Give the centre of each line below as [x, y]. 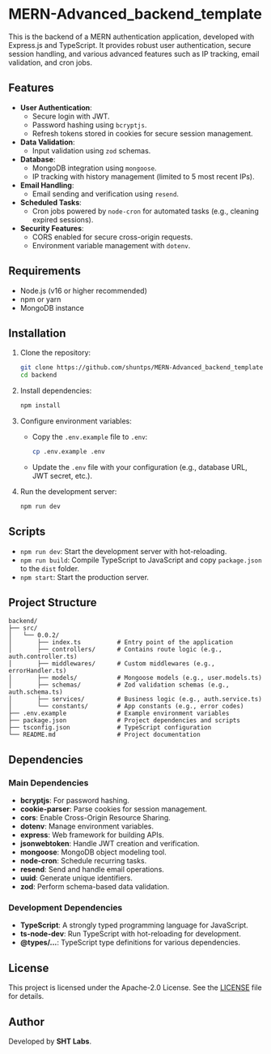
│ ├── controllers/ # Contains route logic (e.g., [115, 650]
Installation [37, 333]
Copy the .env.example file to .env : [90, 437]
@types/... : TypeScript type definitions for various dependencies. [130, 943]
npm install [40, 406]
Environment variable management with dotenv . [111, 245]
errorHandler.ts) [38, 671]
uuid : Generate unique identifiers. [76, 878]
